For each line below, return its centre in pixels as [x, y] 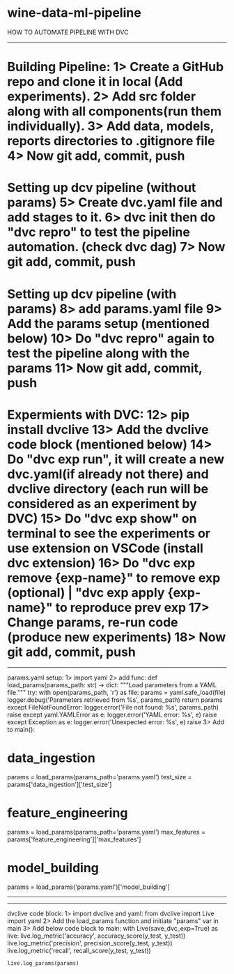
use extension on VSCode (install [106, 548]
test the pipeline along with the [99, 353]
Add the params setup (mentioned [109, 323]
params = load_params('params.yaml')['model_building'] [89, 887]
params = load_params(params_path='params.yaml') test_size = [100, 777]
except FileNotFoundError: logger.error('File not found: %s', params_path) [113, 707]
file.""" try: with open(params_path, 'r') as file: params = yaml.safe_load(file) [117, 693]
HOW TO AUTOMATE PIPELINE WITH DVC [68, 32]
